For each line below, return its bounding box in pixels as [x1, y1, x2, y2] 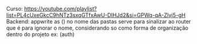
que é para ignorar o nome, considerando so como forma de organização [6, 24, 189, 31]
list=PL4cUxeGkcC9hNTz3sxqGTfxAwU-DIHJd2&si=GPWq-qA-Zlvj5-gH [6, 11, 186, 19]
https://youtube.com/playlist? [23, 5, 98, 12]
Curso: [6, 5, 23, 12]
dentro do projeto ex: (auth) [6, 31, 75, 38]
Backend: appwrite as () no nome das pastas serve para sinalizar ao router [6, 18, 192, 25]
